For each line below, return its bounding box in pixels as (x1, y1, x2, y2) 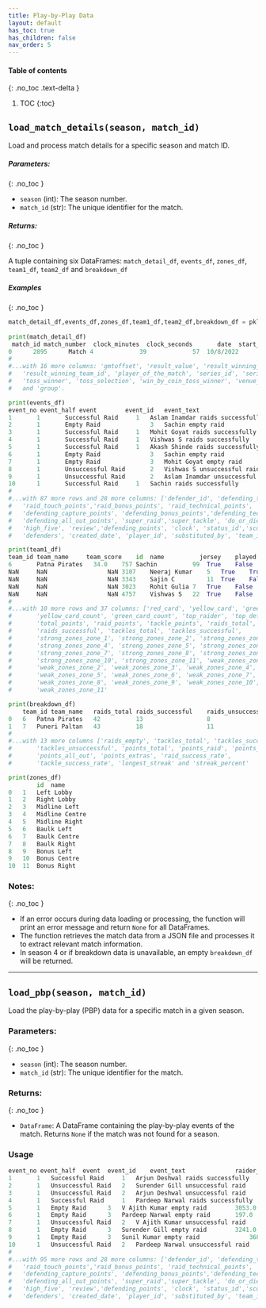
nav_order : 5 (8, 41, 51, 49)
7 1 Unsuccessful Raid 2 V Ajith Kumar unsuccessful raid (8, 1218, 246, 1226)
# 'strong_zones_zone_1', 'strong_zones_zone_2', (8, 634, 196, 642)
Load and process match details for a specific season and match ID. (8, 140, 230, 151)
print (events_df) (8, 398, 66, 407)
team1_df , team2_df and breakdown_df (8, 265, 128, 274)
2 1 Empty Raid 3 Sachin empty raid (8, 421, 225, 429)
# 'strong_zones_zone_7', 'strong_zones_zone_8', (8, 649, 196, 657)
